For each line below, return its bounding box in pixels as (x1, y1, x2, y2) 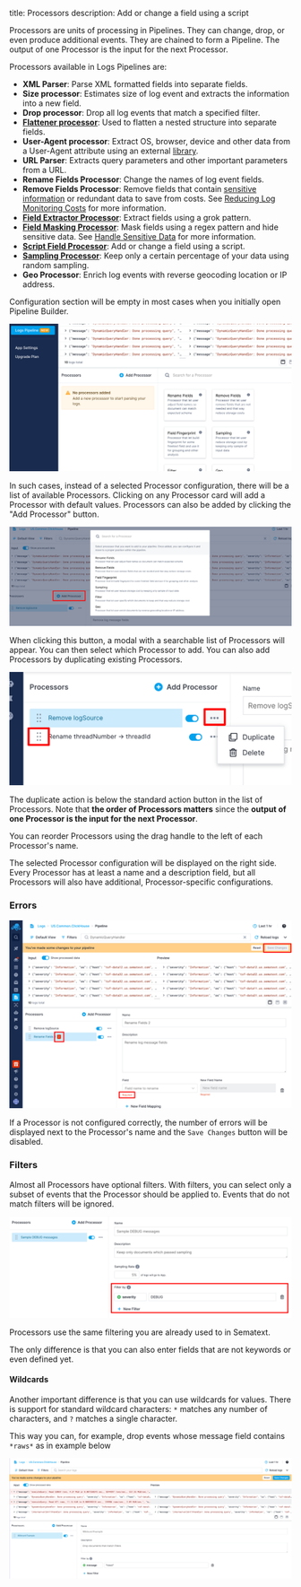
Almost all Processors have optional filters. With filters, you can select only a (9, 1179, 292, 1190)
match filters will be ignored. (9, 1198, 115, 1209)
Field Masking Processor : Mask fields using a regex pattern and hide (21, 222, 279, 232)
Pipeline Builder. (9, 306, 69, 317)
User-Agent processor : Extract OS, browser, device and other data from (21, 136, 291, 146)
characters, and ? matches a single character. (9, 1413, 177, 1424)
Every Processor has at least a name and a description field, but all (9, 868, 256, 878)
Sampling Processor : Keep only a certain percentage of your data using (21, 250, 289, 261)
